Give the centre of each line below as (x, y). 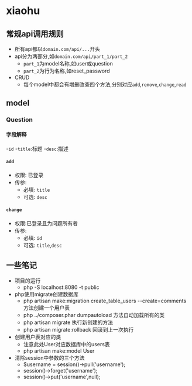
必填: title (37, 189)
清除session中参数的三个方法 (49, 357)
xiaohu (23, 11)
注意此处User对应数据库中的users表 (66, 344)
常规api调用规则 (35, 34)
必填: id (32, 237)
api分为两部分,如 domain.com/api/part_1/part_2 (71, 56)
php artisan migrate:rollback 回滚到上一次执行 (78, 329)
